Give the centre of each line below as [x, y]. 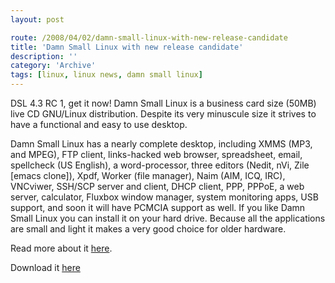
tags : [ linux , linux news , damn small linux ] [106, 75]
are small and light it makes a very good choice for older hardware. [148, 229]
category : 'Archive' [53, 66]
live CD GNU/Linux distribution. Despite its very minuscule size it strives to [163, 114]
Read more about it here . [61, 248]
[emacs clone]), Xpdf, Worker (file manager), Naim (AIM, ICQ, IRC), [148, 175]
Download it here [45, 267]
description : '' [44, 56]
